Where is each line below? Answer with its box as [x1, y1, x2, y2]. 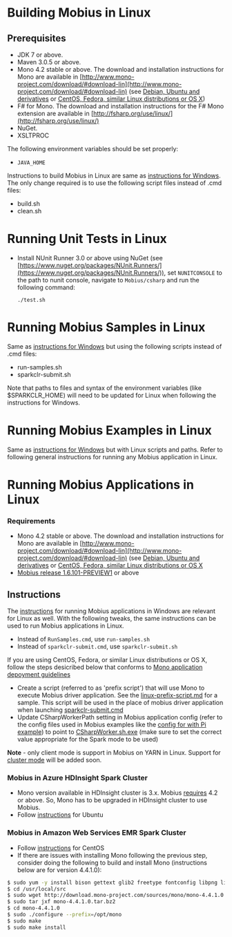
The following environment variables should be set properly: [7, 145, 178, 153]
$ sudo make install [7, 924, 67, 931]
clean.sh [17, 207, 42, 215]
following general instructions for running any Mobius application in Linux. [7, 452, 217, 461]
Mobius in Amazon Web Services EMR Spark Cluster [7, 828, 186, 838]
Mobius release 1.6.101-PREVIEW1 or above [17, 568, 139, 577]
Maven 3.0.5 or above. [17, 58, 81, 66]
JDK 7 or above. [17, 50, 64, 59]
